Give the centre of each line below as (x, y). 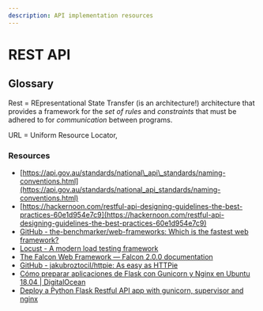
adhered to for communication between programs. (90, 119)
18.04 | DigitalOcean (53, 282)
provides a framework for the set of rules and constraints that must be (122, 111)
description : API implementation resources (81, 15)
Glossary (31, 84)
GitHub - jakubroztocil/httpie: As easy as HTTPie (99, 265)
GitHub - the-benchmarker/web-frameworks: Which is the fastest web (134, 231)
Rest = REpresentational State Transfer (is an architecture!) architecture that (131, 103)
